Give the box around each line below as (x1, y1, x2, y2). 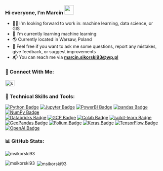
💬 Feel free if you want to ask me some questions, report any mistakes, (12, 43, 157, 49)
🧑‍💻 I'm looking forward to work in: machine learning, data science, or (12, 20, 153, 27)
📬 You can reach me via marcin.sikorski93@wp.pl (12, 54, 119, 60)
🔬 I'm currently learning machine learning (12, 31, 97, 37)
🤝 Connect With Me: (5, 68, 54, 75)
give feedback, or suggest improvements (12, 49, 96, 55)
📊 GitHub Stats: (5, 137, 44, 144)
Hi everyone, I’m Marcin (5, 9, 63, 16)
